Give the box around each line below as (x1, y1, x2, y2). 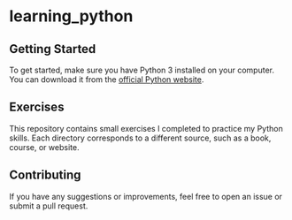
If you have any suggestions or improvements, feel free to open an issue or (9, 191, 283, 201)
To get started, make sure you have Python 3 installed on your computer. (9, 64, 275, 75)
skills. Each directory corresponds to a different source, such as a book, (9, 133, 272, 143)
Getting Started (9, 42, 96, 57)
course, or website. (9, 141, 80, 152)
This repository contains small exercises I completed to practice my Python (9, 123, 283, 133)
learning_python (9, 6, 134, 27)
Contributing (9, 168, 81, 183)
